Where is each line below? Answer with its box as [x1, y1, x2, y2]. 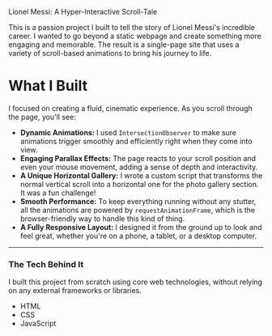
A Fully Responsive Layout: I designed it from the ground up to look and [19, 222, 262, 232]
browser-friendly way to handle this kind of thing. [19, 214, 185, 223]
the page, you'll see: [8, 112, 77, 121]
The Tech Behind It [8, 258, 84, 270]
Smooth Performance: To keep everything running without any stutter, [19, 196, 257, 206]
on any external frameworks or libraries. [8, 286, 142, 296]
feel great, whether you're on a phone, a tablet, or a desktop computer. [19, 231, 257, 240]
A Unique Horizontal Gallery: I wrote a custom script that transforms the [19, 170, 263, 181]
